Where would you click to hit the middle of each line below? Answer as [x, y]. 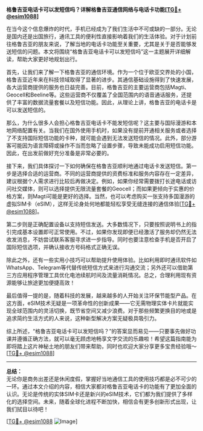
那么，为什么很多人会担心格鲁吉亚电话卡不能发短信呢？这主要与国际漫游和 [99, 123]
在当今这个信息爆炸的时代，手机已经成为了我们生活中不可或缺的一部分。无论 [101, 29]
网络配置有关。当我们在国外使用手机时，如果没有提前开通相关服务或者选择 [104, 130]
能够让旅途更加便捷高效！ [43, 282]
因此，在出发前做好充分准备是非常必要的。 [59, 153]
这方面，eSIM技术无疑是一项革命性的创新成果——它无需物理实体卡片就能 [97, 303]
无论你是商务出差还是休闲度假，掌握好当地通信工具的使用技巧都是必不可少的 [101, 379]
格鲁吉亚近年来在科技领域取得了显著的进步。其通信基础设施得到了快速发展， [101, 79]
